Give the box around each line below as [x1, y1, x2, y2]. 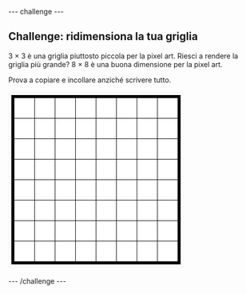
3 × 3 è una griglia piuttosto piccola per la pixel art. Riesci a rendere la [8, 51, 239, 61]
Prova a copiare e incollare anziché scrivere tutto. [8, 75, 172, 85]
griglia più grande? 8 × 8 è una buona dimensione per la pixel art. [8, 59, 223, 69]
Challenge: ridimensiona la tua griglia [8, 30, 198, 43]
